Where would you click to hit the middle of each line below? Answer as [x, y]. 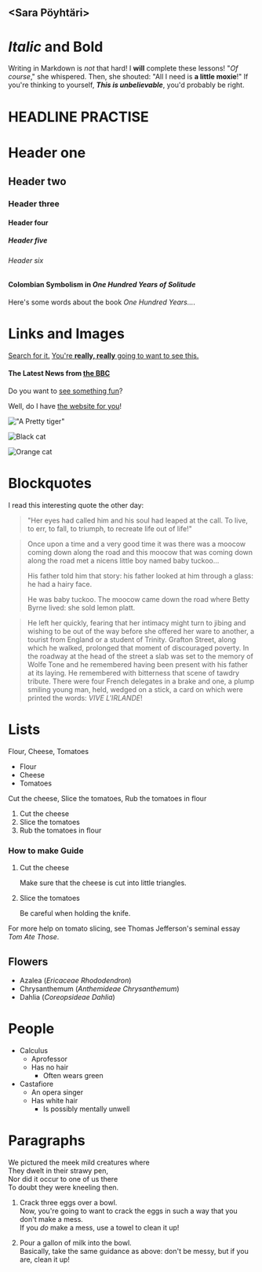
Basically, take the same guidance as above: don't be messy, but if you [134, 1251]
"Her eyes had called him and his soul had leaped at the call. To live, [138, 520]
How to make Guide [46, 851]
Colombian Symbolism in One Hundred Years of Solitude [102, 285]
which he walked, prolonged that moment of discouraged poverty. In [138, 647]
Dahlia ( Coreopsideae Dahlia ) [67, 997]
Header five [28, 241]
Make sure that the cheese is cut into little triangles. [103, 883]
